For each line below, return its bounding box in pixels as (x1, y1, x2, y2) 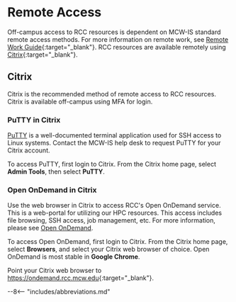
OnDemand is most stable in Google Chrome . (7, 252, 140, 261)
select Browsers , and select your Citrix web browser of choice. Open (7, 245, 210, 254)
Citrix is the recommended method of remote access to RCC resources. (7, 89, 216, 98)
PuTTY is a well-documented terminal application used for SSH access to (7, 131, 222, 140)
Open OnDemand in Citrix (7, 185, 97, 195)
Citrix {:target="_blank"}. (7, 50, 78, 59)
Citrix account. (7, 146, 50, 155)
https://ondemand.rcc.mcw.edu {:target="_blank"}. (7, 274, 154, 282)
